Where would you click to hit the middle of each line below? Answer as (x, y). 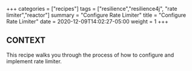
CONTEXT (26, 41)
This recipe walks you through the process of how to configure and (90, 55)
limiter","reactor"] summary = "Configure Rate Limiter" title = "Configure (96, 15)
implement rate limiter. (34, 61)
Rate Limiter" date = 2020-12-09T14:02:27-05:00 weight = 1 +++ (87, 21)
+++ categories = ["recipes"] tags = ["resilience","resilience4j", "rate (92, 9)
